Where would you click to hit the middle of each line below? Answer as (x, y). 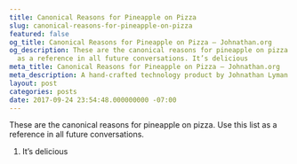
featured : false (39, 34)
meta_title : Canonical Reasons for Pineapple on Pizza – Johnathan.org (144, 67)
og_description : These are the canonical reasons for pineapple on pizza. (151, 51)
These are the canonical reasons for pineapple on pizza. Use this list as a (143, 125)
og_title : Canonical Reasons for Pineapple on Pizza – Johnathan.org (141, 42)
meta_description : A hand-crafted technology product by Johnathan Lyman (149, 75)
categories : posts (43, 91)
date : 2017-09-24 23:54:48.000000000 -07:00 (93, 100)
